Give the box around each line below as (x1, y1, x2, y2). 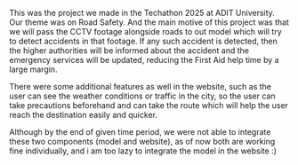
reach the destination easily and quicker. (9, 110, 158, 120)
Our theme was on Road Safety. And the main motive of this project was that (9, 17, 289, 27)
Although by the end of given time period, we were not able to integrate (9, 127, 271, 137)
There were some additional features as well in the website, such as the (9, 82, 272, 91)
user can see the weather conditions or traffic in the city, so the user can (9, 90, 276, 101)
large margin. (9, 64, 58, 75)
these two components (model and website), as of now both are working (9, 137, 276, 146)
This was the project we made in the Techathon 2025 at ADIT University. (9, 8, 276, 18)
